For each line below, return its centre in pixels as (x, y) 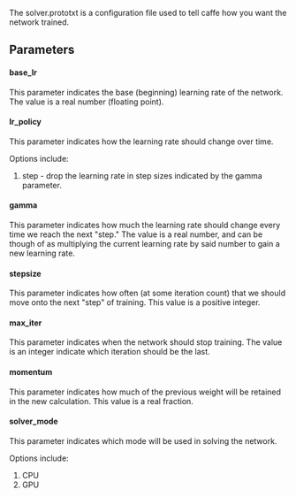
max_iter (26, 323)
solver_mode (34, 421)
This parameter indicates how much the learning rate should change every (145, 225)
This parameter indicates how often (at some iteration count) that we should (148, 293)
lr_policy (26, 122)
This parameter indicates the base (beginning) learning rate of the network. (146, 92)
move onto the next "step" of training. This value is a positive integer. (135, 302)
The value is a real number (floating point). (87, 102)
